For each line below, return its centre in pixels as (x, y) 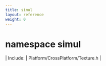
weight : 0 (16, 19)
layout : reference (24, 15)
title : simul (19, 10)
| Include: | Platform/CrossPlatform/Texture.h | (53, 58)
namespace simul (43, 44)
